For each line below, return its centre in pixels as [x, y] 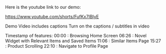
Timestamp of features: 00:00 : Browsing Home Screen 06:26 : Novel [76, 36]
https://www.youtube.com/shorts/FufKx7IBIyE [52, 16]
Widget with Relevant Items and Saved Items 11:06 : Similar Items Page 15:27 [83, 41]
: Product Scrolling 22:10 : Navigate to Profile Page [56, 46]
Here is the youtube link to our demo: [43, 7]
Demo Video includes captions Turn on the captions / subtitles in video [77, 26]
